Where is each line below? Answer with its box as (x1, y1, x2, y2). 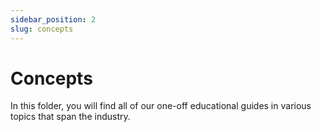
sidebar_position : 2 (10, 14, 97, 25)
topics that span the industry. (10, 111, 131, 123)
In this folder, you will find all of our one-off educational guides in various (10, 100, 312, 112)
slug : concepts (10, 24, 74, 34)
